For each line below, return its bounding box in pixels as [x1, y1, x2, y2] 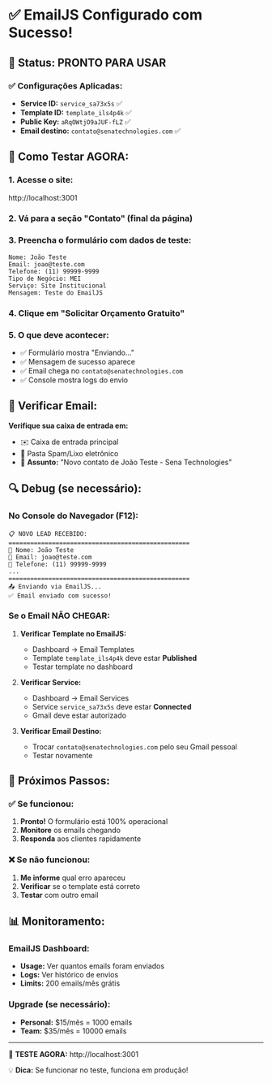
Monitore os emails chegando [19, 826, 121, 835]
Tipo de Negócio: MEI [8, 274, 82, 283]
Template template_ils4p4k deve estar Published [32, 653, 198, 662]
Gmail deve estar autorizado [32, 710, 127, 720]
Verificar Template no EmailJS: [19, 628, 127, 638]
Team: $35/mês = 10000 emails [19, 1025, 127, 1036]
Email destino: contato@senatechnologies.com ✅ [19, 126, 181, 136]
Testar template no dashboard [32, 662, 134, 671]
